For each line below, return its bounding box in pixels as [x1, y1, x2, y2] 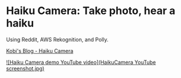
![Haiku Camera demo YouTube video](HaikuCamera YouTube [6, 59, 156, 66]
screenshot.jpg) [6, 65, 45, 72]
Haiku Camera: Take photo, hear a [6, 4, 176, 18]
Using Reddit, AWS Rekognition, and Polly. [6, 36, 109, 43]
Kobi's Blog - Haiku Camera [6, 47, 74, 54]
